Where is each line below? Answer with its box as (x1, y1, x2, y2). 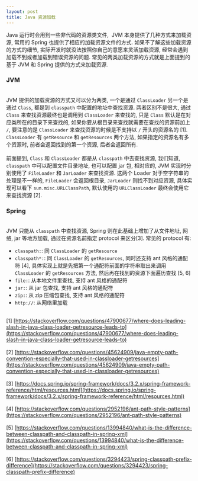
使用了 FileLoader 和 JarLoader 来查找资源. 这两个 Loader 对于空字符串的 (11, 169, 189, 177)
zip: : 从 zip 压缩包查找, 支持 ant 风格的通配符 (14, 291, 125, 299)
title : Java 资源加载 (6, 14, 56, 20)
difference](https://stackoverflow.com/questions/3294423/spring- (6, 462, 168, 469)
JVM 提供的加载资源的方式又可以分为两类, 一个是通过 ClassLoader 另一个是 (6, 96, 189, 104)
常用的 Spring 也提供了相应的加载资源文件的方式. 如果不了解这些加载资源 (14, 39, 192, 46)
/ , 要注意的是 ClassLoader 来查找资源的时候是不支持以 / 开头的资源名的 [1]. (6, 126, 188, 133)
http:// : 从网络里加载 (14, 299, 68, 306)
